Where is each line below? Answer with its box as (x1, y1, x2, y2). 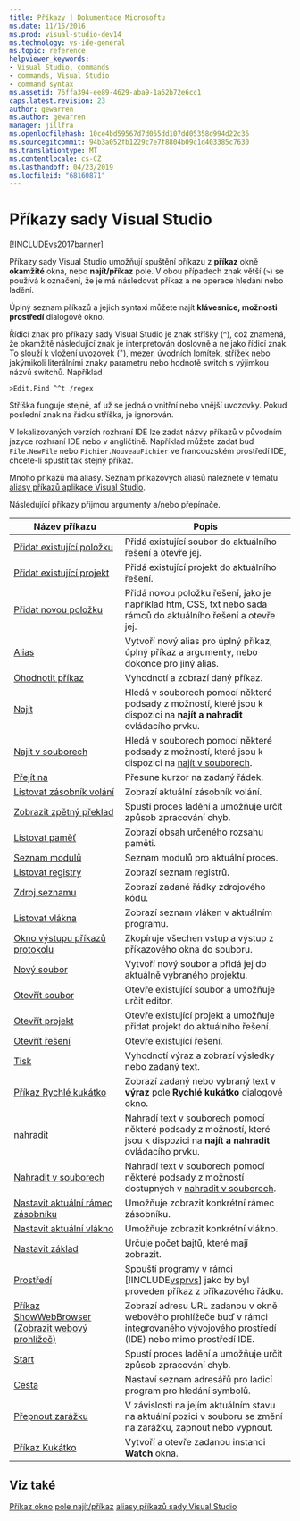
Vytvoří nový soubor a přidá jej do (124, 958, 267, 971)
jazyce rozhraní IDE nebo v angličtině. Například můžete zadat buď (9, 436, 255, 447)
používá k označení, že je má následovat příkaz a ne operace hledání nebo (9, 275, 284, 286)
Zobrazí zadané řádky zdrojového (124, 881, 266, 894)
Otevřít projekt (13, 1015, 74, 1028)
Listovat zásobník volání (13, 786, 114, 798)
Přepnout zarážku (13, 1410, 89, 1423)
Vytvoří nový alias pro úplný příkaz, (124, 635, 272, 648)
